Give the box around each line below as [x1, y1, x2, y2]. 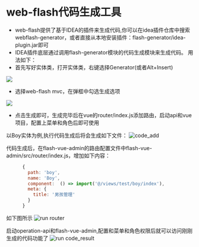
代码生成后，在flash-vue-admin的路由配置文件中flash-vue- [6, 144, 152, 151]
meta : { [28, 186, 47, 192]
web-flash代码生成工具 [6, 5, 122, 19]
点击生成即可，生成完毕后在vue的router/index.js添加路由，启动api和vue [14, 111, 192, 118]
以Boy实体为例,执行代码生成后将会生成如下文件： [6, 132, 128, 139]
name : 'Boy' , [28, 175, 61, 181]
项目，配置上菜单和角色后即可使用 [14, 119, 99, 126]
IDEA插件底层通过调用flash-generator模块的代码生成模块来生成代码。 [14, 48, 187, 56]
